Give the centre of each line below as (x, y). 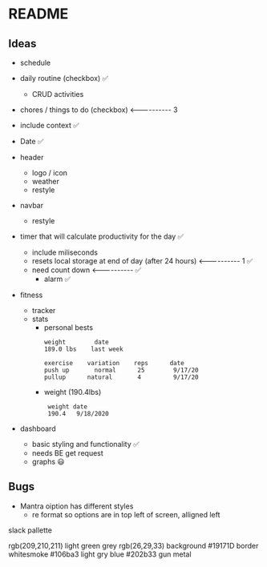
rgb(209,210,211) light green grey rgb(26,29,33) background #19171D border (133, 545)
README (38, 14)
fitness (31, 295)
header (32, 157)
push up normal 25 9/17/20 (121, 370)
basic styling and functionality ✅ (85, 444)
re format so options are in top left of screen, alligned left (126, 514)
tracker (44, 310)
